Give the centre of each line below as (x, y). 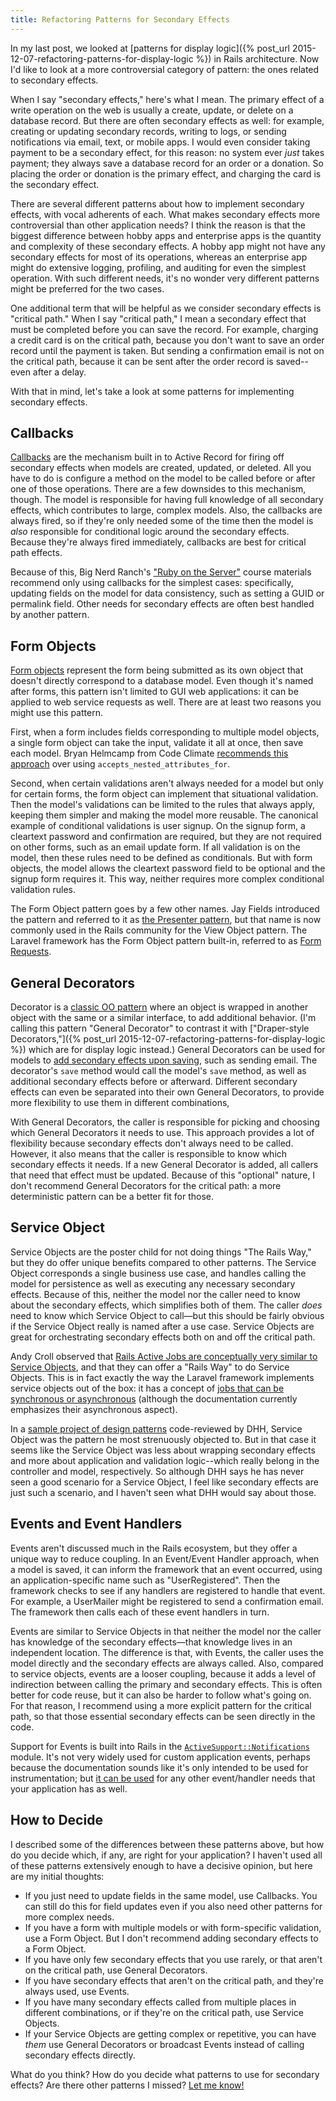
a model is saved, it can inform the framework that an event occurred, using (166, 1569)
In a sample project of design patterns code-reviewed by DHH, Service (156, 1428)
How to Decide (56, 1820)
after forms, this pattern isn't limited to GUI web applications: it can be (154, 692)
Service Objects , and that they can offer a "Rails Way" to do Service (150, 1367)
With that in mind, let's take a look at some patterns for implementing (152, 391)
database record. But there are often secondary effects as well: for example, (167, 120)
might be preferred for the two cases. (87, 288)
